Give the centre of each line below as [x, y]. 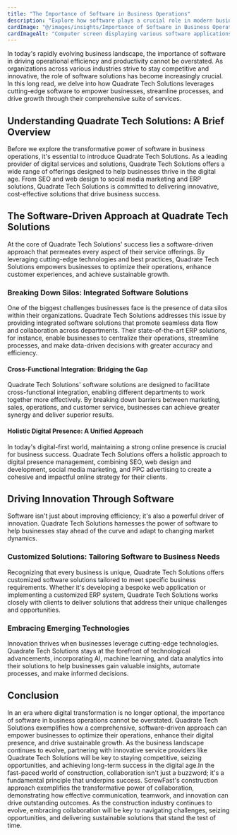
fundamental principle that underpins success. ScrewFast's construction [113, 780]
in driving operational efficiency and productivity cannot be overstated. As [115, 61]
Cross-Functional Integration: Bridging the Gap [78, 369]
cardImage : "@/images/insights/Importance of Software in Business [109, 27]
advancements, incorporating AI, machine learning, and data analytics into [115, 658]
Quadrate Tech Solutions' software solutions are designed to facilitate [109, 385]
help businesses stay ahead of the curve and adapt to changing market [111, 531]
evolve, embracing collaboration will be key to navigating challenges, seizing [119, 810]
